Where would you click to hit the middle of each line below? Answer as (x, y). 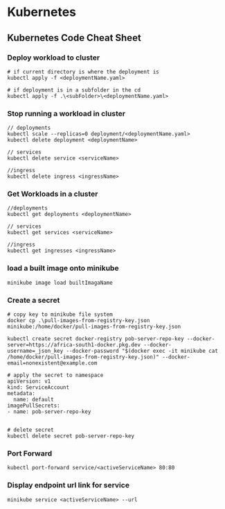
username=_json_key (35, 351)
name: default (34, 400)
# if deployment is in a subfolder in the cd (74, 90)
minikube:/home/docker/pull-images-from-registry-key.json (94, 327)
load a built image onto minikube (63, 268)
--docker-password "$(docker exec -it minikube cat (142, 351)
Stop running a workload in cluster (66, 113)
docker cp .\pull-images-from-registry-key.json (79, 321)
